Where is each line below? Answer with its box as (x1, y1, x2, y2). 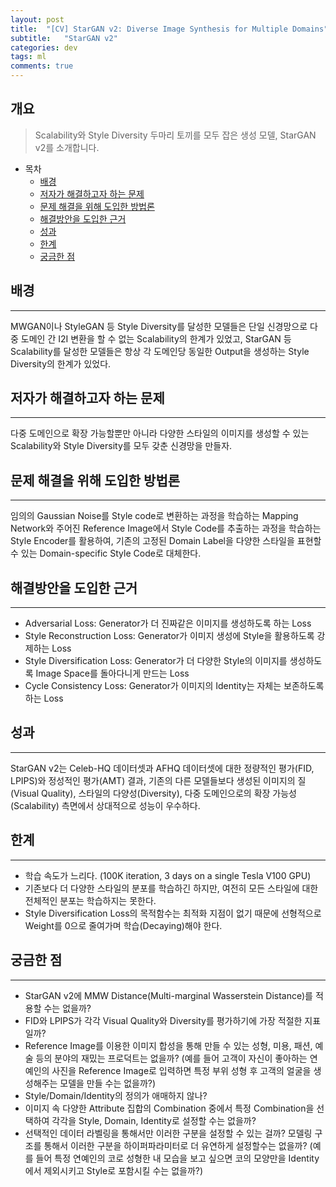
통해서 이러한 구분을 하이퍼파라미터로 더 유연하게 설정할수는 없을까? (43, 1139, 308, 1151)
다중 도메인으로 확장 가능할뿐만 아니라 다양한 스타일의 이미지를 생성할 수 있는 (10, 427, 310, 440)
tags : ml (10, 52, 47, 62)
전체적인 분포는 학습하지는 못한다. (24, 894, 157, 906)
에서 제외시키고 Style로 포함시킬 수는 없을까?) (24, 1164, 204, 1176)
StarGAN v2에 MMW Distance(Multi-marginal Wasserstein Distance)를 (24, 989, 313, 1001)
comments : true (10, 61, 74, 71)
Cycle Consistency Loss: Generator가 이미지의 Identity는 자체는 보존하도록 (24, 680, 325, 692)
